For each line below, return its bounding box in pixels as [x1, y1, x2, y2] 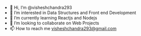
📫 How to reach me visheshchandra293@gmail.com [9, 26, 117, 31]
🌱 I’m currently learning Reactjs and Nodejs [9, 15, 97, 20]
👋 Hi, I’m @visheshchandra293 [9, 5, 72, 10]
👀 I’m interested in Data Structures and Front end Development [9, 10, 136, 16]
